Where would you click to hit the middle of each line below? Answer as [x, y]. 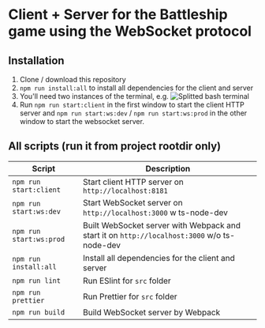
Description [168, 168]
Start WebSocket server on [132, 202]
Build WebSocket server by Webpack [151, 312]
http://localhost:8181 [125, 190]
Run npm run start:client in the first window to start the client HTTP [132, 105]
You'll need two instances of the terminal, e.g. [94, 96]
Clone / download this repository [73, 79]
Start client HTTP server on [133, 182]
